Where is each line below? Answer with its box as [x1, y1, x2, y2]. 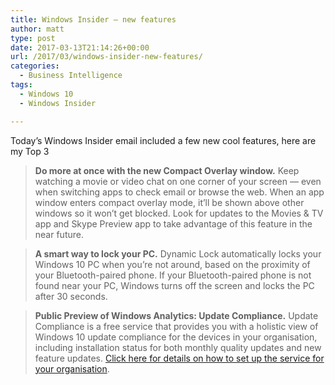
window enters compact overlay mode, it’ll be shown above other [34, 196, 305, 208]
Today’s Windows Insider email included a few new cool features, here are [10, 134, 317, 146]
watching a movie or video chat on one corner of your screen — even [34, 175, 322, 187]
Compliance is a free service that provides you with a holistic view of [34, 320, 319, 332]
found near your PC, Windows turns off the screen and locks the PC [34, 279, 315, 291]
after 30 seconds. [34, 290, 108, 302]
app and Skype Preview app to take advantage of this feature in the [34, 217, 313, 230]
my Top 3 [10, 145, 50, 157]
